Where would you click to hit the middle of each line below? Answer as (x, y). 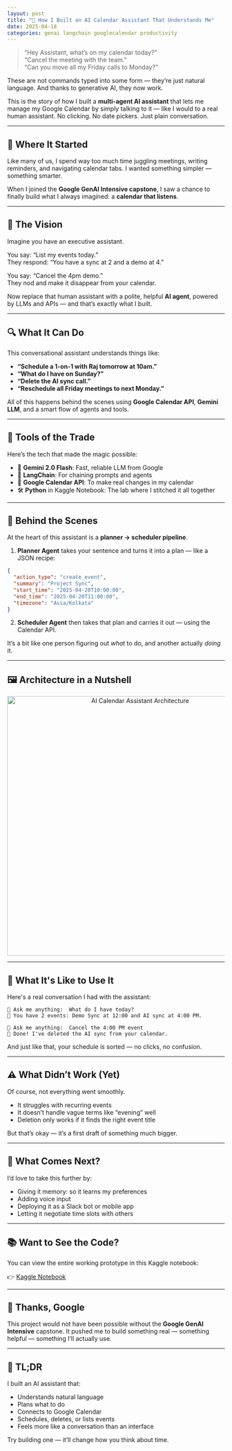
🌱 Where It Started (48, 144)
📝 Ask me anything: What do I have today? (71, 1010)
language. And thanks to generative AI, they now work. (85, 88)
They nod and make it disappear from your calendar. (82, 283)
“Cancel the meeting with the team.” (75, 60)
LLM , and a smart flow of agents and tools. (68, 409)
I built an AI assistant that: (44, 1384)
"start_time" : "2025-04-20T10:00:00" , (69, 590)
